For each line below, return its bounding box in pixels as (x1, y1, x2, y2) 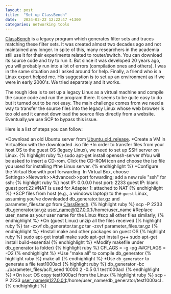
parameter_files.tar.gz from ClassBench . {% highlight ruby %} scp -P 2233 (5, 201, 162, 208)
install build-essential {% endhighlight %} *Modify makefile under (5, 239, 144, 245)
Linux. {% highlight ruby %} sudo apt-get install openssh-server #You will (5, 152, 160, 159)
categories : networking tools (5, 21, 70, 27)
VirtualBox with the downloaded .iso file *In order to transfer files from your (5, 142, 164, 148)
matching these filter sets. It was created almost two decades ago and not (5, 41, 161, 48)
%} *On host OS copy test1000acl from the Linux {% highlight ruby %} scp (5, 272, 163, 278)
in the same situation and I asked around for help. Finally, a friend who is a (5, 69, 162, 75)
